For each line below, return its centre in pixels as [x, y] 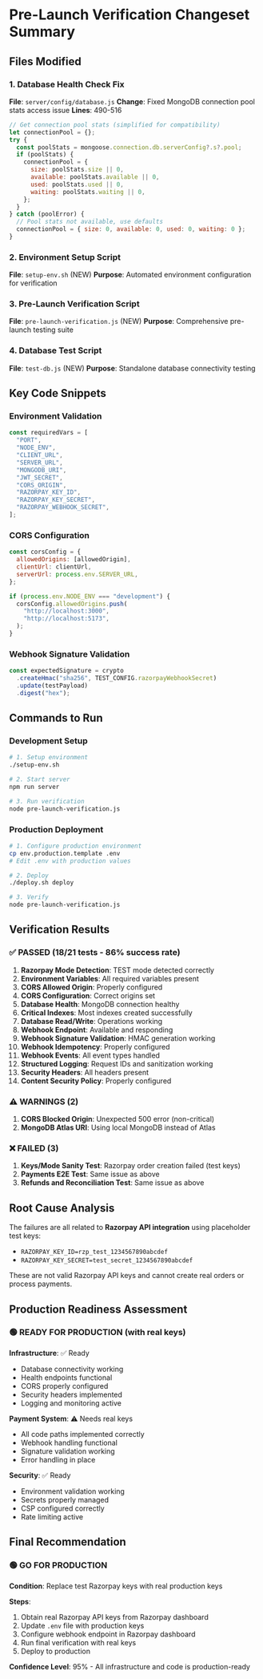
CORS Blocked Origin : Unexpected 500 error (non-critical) [118, 1119]
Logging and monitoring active [71, 1403]
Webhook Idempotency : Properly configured [95, 1046]
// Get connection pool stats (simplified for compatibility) [115, 125]
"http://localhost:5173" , [67, 619]
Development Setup [48, 741]
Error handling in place [58, 1459]
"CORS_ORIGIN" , [42, 485]
